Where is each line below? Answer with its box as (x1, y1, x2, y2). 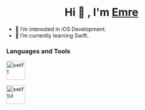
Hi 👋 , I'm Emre (64, 5, 139, 19)
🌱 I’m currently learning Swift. (14, 31, 89, 39)
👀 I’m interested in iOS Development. (14, 25, 107, 33)
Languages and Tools (6, 47, 71, 55)
